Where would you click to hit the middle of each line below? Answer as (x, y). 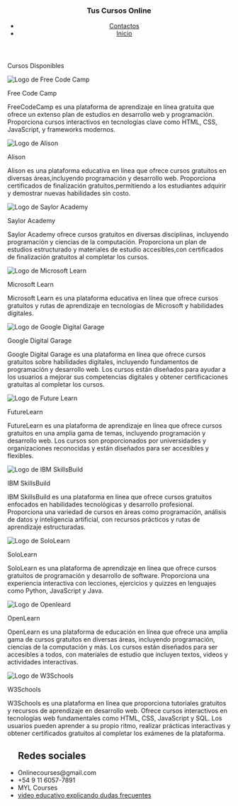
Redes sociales (52, 755)
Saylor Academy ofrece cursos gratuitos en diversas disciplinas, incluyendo (118, 234)
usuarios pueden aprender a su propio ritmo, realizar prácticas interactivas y (119, 726)
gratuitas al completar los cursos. (56, 385)
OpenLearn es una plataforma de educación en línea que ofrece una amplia (118, 632)
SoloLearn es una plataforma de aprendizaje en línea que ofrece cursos (112, 568)
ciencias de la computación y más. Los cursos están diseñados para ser (113, 647)
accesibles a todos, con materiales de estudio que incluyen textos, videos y (118, 654)
